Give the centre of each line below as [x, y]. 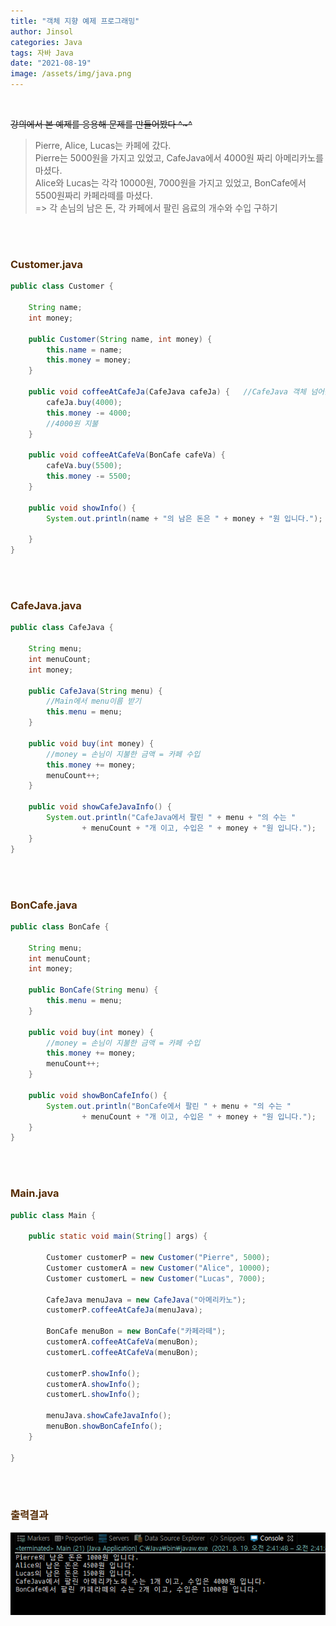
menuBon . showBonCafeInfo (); [104, 1426]
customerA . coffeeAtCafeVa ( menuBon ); [122, 1342]
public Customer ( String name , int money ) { [120, 339]
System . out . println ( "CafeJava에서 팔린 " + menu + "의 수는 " [171, 818]
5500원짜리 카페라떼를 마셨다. [93, 195]
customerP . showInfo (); [93, 1373]
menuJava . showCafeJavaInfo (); [109, 1416]
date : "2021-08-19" [51, 63]
